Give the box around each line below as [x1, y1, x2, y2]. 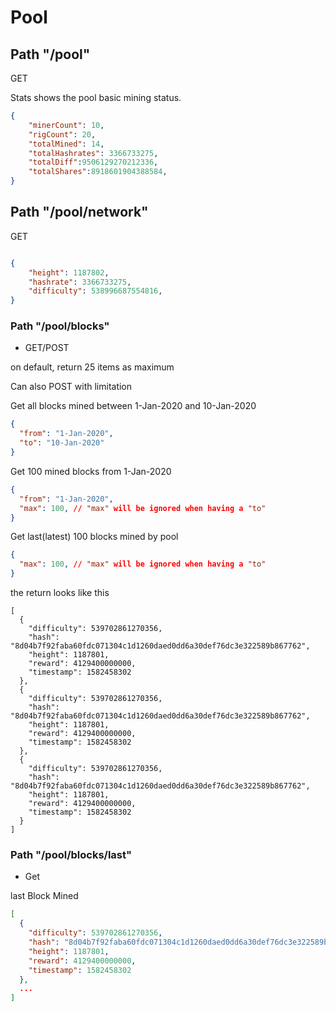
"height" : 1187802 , [28, 267, 110, 278]
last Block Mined [10, 890, 79, 902]
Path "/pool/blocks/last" [10, 848, 133, 862]
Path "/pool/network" [10, 204, 149, 221]
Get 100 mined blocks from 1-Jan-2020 [10, 465, 172, 477]
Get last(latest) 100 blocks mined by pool [10, 531, 179, 543]
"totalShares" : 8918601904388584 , [28, 167, 168, 177]
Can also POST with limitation [10, 381, 133, 393]
